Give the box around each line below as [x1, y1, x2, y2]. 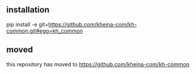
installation [6, 5, 50, 15]
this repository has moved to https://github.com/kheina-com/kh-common [6, 60, 190, 68]
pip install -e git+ [6, 20, 49, 28]
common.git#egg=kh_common [6, 27, 83, 34]
